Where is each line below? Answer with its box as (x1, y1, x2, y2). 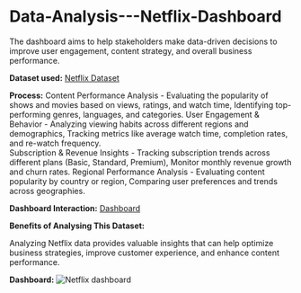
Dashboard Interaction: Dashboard (9, 202, 141, 213)
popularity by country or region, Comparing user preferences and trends (9, 175, 279, 186)
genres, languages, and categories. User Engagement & (52, 109, 261, 120)
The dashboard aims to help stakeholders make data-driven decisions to (9, 36, 278, 47)
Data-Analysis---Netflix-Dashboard (9, 6, 282, 27)
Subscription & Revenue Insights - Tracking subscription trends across (9, 146, 270, 158)
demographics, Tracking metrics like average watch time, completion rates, (9, 128, 288, 138)
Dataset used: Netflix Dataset (9, 72, 120, 83)
